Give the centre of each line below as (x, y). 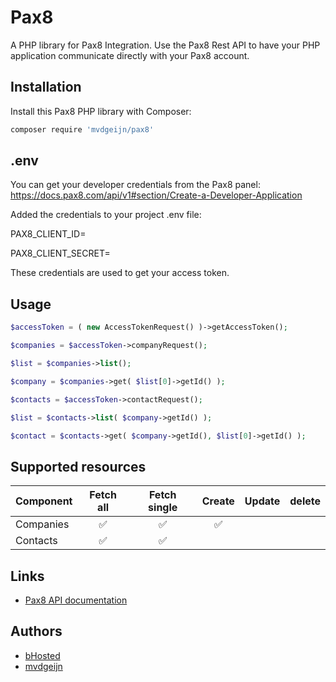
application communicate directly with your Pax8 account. (130, 55)
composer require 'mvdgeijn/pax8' (82, 129)
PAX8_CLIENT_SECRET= (60, 253)
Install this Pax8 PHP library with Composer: (101, 111)
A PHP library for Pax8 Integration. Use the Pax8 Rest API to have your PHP (165, 45)
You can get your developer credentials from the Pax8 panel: (135, 185)
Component (44, 501)
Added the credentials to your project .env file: (106, 215)
